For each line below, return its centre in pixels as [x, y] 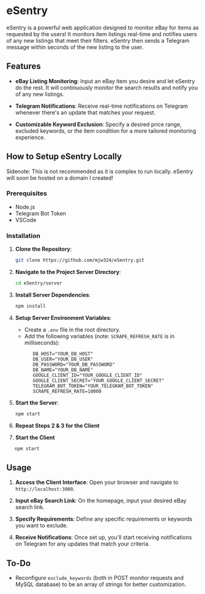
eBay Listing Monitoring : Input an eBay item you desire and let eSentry [105, 81]
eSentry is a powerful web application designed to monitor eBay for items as [102, 28]
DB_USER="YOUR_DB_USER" [63, 359]
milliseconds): [42, 343]
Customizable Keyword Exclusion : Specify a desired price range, [98, 124]
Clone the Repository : [43, 249]
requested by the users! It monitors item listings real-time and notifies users [102, 34]
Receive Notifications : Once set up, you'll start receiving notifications [103, 537]
